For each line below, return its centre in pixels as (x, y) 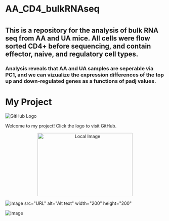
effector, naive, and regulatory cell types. (72, 54)
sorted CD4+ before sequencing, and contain (78, 46)
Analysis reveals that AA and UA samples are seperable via (79, 69)
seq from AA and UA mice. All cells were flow (78, 38)
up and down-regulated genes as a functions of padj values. (81, 81)
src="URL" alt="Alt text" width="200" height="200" (78, 203)
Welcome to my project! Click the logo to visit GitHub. (61, 126)
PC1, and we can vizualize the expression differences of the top (85, 75)
